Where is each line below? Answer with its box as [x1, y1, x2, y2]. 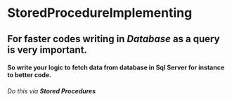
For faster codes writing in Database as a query [7, 33, 220, 45]
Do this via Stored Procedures [7, 86, 96, 95]
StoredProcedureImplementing [7, 5, 193, 21]
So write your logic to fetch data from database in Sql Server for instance [7, 63, 225, 72]
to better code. [7, 71, 52, 79]
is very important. [7, 43, 88, 55]
